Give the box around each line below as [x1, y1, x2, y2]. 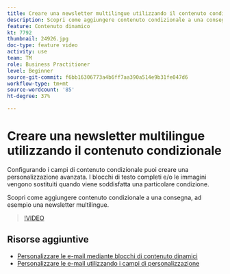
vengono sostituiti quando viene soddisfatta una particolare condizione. [7, 179, 209, 188]
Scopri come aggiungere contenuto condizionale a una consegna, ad [7, 193, 202, 201]
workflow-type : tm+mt [7, 80, 69, 87]
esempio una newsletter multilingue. [7, 200, 110, 209]
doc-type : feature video [7, 42, 78, 49]
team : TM [7, 55, 32, 62]
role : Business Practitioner [7, 61, 90, 68]
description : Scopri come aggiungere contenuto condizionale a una [7, 16, 204, 23]
